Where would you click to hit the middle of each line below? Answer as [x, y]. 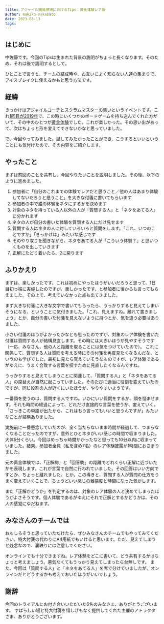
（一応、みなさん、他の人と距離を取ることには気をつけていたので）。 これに [82, 346]
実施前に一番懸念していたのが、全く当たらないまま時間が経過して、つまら [80, 427]
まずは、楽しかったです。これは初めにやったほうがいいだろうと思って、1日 [81, 282]
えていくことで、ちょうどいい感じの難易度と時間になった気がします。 [88, 481]
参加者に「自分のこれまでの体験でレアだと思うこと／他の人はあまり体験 [85, 191]
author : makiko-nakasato [30, 14]
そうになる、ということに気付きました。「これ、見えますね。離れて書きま [79, 312]
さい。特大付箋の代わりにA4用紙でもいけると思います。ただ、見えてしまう [80, 539]
